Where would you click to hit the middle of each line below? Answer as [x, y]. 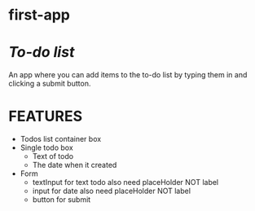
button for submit [62, 200]
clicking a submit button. [50, 84]
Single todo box [46, 147]
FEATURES [46, 116]
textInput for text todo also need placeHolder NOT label [125, 182]
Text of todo [53, 156]
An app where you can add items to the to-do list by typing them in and [128, 75]
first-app [40, 15]
